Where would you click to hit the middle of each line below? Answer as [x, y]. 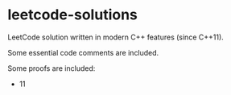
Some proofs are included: [52, 68]
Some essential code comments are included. [83, 52]
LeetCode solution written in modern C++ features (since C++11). [116, 37]
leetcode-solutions [73, 15]
